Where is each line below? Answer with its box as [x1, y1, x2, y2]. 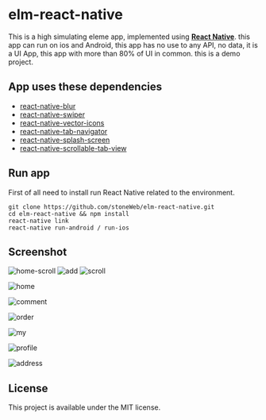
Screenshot [8, 245, 67, 259]
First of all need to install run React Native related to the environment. [8, 187, 236, 197]
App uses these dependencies [8, 80, 163, 94]
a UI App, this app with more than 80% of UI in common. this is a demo [8, 48, 241, 58]
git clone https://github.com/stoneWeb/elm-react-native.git [8, 202, 215, 211]
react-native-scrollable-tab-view [19, 143, 127, 152]
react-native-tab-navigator [19, 126, 108, 136]
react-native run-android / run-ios [8, 224, 129, 232]
